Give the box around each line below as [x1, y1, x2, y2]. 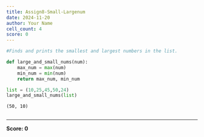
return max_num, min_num [17, 76, 80, 82]
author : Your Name [6, 20, 53, 26]
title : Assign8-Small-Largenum [6, 8, 86, 15]
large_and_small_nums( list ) [6, 92, 78, 99]
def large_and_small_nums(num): [6, 59, 88, 65]
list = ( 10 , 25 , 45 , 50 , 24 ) [6, 87, 69, 93]
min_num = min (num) [17, 70, 67, 76]
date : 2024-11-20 [6, 15, 50, 21]
